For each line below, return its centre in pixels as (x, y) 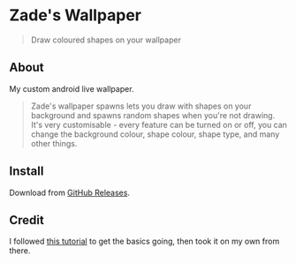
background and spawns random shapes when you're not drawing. (153, 115)
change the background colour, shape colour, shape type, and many (155, 134)
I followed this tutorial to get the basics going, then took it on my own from (144, 241)
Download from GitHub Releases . (70, 192)
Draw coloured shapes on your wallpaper (106, 40)
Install (27, 172)
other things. (54, 143)
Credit (27, 220)
